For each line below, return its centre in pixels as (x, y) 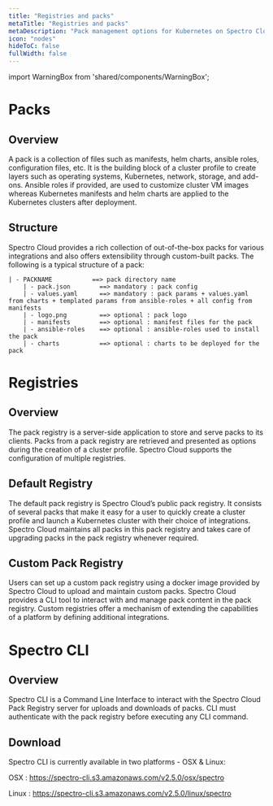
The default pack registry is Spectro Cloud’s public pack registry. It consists (135, 503)
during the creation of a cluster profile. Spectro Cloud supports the (120, 449)
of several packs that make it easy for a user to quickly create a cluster (127, 512)
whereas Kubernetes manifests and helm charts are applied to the (119, 193)
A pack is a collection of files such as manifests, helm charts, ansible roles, (134, 159)
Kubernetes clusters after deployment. (73, 202)
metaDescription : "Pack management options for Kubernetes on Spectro (130, 31)
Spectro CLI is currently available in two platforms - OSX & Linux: (117, 762)
